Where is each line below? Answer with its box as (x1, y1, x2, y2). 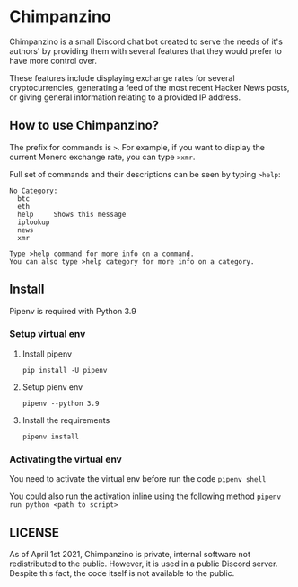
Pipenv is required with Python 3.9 (9, 305, 136, 316)
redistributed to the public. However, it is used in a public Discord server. (9, 558, 278, 569)
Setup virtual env (9, 328, 86, 340)
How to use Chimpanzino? (9, 118, 160, 133)
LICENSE (9, 525, 60, 540)
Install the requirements (22, 414, 110, 425)
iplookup (17, 218, 50, 227)
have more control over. (9, 55, 97, 66)
